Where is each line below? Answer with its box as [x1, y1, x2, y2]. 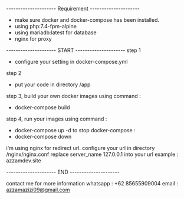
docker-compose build [14, 104, 70, 111]
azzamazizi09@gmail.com [6, 186, 70, 193]
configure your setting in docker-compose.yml [14, 58, 128, 65]
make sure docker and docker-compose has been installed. [14, 17, 159, 23]
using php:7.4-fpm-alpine [14, 23, 77, 30]
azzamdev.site [6, 157, 41, 164]
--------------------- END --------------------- [6, 168, 120, 175]
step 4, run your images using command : [6, 115, 107, 122]
